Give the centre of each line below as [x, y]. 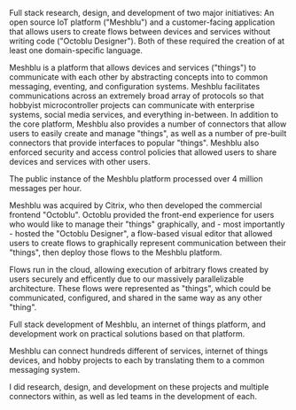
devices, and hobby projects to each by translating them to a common [137, 360]
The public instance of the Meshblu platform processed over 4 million [136, 179]
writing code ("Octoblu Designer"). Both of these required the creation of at [147, 41]
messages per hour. [46, 188]
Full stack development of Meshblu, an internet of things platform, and [137, 324]
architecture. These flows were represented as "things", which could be [140, 288]
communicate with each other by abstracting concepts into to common [139, 77]
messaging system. [45, 370]
